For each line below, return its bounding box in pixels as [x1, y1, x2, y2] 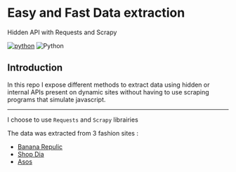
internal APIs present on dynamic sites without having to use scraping [7, 87, 209, 96]
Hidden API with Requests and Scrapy [7, 28, 117, 36]
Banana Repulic [17, 142, 63, 151]
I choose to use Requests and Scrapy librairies [7, 115, 138, 124]
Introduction [7, 62, 63, 74]
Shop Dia [17, 150, 44, 158]
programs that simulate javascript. [7, 95, 106, 103]
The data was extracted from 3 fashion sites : [7, 129, 139, 137]
